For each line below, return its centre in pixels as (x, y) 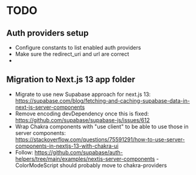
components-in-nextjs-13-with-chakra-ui (67, 146)
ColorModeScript (37, 165)
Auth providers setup (47, 33)
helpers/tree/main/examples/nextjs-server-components (85, 159)
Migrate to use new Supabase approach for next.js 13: (83, 94)
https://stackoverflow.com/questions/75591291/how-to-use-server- (100, 139)
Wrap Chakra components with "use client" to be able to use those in (102, 126)
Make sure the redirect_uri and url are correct (72, 54)
